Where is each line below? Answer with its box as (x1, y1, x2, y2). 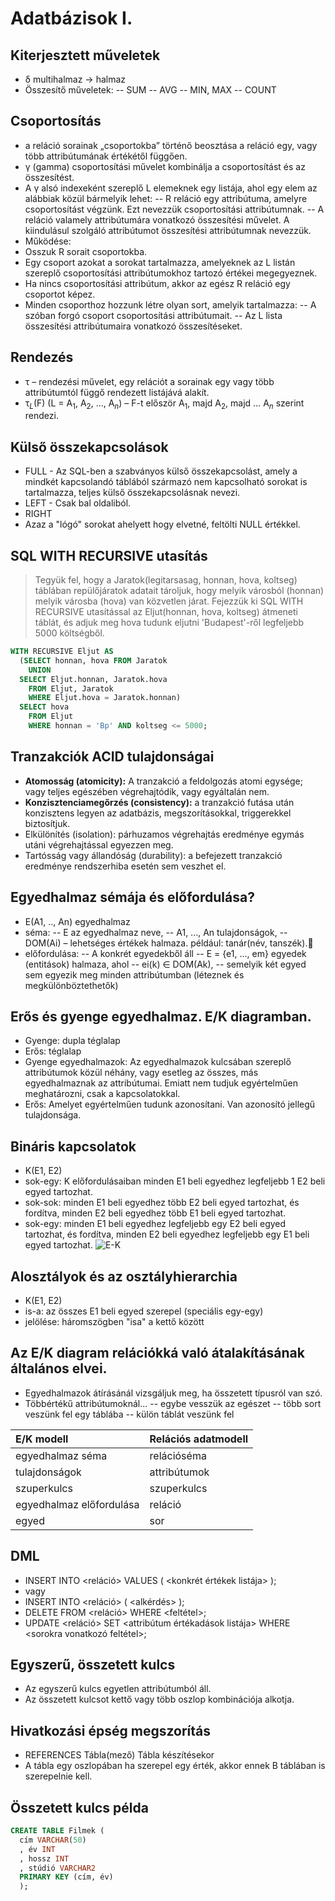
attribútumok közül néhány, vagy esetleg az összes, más (24, 1067, 259, 1079)
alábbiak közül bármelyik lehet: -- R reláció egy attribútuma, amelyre (24, 192, 308, 204)
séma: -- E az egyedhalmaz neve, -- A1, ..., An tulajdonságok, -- (24, 926, 288, 938)
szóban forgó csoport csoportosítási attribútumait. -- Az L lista (24, 309, 283, 321)
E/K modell (15, 1432, 69, 1446)
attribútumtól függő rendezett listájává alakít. (24, 386, 210, 398)
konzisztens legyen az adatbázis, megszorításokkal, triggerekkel (24, 807, 292, 819)
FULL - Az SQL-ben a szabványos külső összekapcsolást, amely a (24, 465, 298, 477)
